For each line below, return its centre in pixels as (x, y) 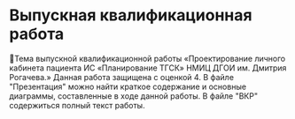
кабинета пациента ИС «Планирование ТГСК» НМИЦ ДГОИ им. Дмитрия (148, 68)
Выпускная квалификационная (131, 15)
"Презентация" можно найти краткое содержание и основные (128, 86)
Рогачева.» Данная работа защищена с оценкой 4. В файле (122, 77)
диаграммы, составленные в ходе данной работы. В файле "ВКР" (134, 96)
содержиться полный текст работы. (77, 105)
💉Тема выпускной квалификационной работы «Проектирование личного (147, 58)
